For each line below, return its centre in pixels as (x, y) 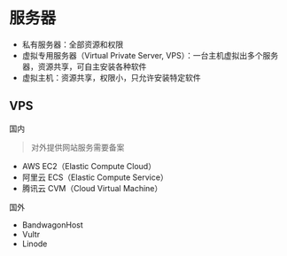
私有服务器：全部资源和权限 (73, 44)
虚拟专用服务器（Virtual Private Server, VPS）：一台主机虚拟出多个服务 (150, 55)
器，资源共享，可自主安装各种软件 (84, 66)
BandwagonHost (53, 225)
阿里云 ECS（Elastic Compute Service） (95, 177)
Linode (35, 244)
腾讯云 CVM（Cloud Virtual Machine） (92, 188)
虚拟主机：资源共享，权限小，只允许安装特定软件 (111, 77)
